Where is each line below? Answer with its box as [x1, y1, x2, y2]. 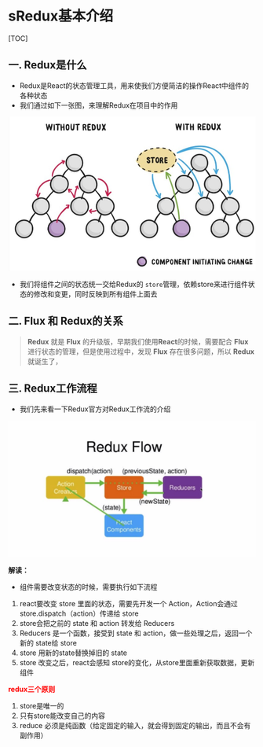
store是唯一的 [19, 701, 64, 710]
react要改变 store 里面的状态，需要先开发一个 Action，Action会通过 [19, 598, 238, 608]
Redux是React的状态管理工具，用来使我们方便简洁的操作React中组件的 [19, 80, 250, 90]
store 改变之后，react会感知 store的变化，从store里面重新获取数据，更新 [19, 657, 255, 667]
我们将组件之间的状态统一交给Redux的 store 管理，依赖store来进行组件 [19, 279, 249, 289]
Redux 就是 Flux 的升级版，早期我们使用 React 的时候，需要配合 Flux [27, 337, 249, 346]
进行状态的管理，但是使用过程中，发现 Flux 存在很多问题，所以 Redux [27, 347, 255, 356]
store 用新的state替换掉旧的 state [19, 648, 128, 657]
